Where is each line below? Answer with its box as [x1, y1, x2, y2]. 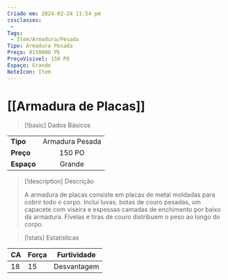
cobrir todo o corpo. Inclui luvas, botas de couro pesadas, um [24, 198, 202, 206]
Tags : [7, 29, 23, 37]
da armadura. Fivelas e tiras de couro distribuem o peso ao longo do [24, 213, 220, 221]
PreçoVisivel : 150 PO [7, 56, 70, 63]
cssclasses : [7, 17, 42, 24]
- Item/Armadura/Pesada [10, 36, 79, 43]
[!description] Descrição [24, 177, 94, 186]
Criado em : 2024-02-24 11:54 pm [7, 10, 101, 17]
